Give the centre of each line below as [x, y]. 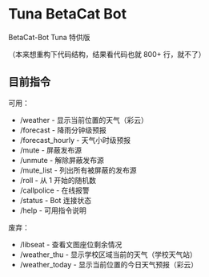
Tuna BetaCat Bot [68, 14]
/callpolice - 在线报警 [54, 190]
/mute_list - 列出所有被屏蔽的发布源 [78, 170]
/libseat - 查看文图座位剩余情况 [71, 244]
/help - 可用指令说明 [53, 210]
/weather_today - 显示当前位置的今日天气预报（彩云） [109, 264]
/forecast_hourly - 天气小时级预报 [75, 140]
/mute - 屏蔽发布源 [51, 150]
